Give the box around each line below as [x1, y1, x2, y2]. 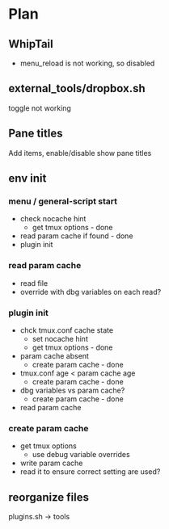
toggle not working [8, 103, 71, 113]
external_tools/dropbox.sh [8, 82, 146, 95]
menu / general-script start [8, 195, 118, 207]
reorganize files [8, 490, 89, 504]
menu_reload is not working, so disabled [19, 58, 155, 68]
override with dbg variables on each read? [19, 287, 162, 296]
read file [19, 278, 49, 288]
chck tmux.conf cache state [19, 325, 114, 335]
